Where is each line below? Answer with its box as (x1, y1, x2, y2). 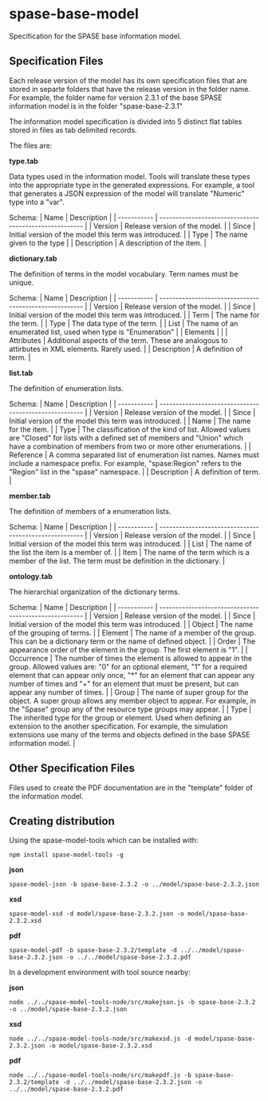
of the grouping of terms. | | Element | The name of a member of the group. (9, 628, 256, 637)
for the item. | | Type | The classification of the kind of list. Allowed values (9, 425, 250, 434)
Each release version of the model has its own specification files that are (9, 75, 248, 85)
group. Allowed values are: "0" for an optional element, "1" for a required (9, 661, 248, 672)
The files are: (9, 141, 53, 150)
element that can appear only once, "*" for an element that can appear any (9, 670, 255, 680)
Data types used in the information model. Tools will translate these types (9, 171, 250, 181)
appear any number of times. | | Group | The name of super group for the (9, 687, 249, 696)
